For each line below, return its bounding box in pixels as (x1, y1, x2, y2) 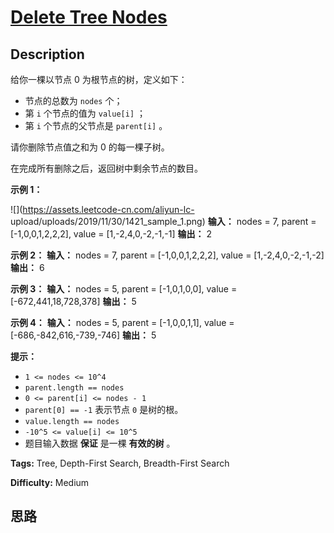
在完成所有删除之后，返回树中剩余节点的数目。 (10, 162, 203, 174)
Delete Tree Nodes (10, 6, 168, 29)
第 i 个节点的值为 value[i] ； (24, 107, 146, 119)
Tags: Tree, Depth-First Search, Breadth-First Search (10, 457, 230, 469)
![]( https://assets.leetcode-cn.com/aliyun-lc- (10, 204, 195, 215)
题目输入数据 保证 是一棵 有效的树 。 (24, 437, 176, 449)
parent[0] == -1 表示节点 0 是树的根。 (24, 404, 184, 415)
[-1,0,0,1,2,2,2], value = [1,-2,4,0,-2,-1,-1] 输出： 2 (10, 228, 212, 240)
